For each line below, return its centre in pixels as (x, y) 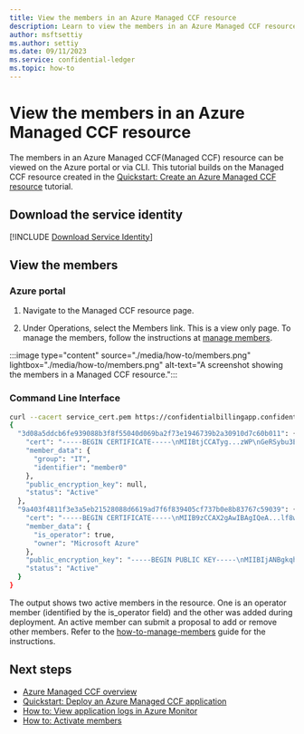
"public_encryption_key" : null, (86, 484)
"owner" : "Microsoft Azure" (86, 543)
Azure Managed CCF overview (80, 691)
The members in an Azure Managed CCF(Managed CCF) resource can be (147, 157)
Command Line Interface (65, 398)
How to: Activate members (72, 720)
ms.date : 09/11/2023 (48, 52)
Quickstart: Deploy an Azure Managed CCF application (124, 701)
